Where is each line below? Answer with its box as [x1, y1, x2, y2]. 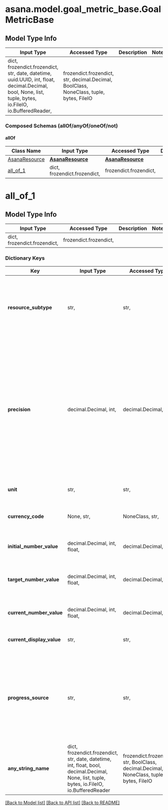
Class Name [11, 148, 41, 155]
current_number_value [7, 609, 63, 616]
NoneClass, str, [122, 513, 159, 520]
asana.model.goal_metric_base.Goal [5, 4, 161, 15]
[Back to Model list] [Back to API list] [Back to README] [5, 799, 120, 806]
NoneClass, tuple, [63, 89, 105, 96]
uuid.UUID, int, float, [7, 76, 55, 83]
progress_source [7, 694, 49, 701]
